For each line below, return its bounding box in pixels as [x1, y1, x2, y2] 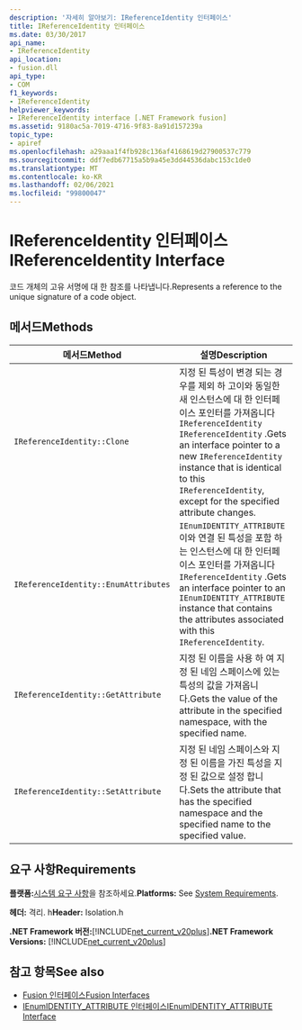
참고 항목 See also [9, 964, 105, 980]
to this [179, 472, 206, 484]
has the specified [179, 795, 253, 808]
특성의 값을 [179, 679, 224, 691]
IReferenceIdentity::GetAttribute [13, 690, 162, 700]
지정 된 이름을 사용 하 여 [179, 652, 274, 664]
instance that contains [179, 601, 273, 614]
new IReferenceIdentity [179, 449, 283, 462]
